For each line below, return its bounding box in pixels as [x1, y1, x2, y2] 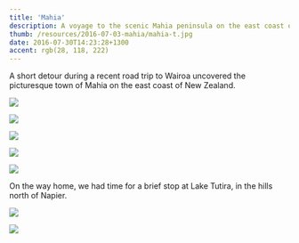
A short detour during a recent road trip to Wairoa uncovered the [9, 70, 246, 81]
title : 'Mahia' [9, 12, 66, 22]
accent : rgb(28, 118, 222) [9, 46, 109, 55]
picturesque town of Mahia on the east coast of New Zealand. [9, 80, 236, 91]
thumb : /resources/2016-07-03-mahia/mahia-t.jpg [9, 29, 193, 38]
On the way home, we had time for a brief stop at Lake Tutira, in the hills [9, 181, 273, 191]
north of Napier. [9, 190, 68, 201]
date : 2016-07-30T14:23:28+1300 [9, 37, 129, 47]
